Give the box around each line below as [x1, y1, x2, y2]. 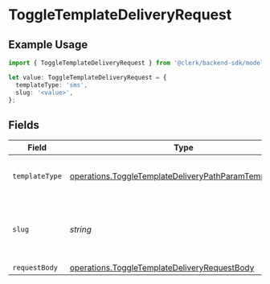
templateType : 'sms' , [15, 80, 88, 89]
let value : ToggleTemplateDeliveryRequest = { [8, 73, 167, 81]
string [69, 224, 92, 235]
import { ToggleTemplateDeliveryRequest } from [8, 59, 171, 67]
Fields [8, 118, 40, 132]
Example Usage [8, 38, 88, 51]
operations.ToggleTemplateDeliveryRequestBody [69, 262, 255, 274]
